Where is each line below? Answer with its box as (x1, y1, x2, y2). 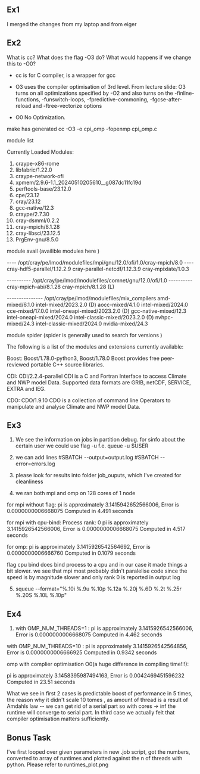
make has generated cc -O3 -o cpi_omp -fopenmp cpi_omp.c (7, 125, 157, 132)
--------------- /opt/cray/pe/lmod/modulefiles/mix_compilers (7, 294, 157, 301)
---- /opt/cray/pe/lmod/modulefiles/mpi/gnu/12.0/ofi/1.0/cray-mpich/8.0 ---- (7, 259, 194, 266)
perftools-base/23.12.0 (15, 185, 71, 192)
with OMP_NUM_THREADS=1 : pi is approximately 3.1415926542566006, (15, 625, 194, 632)
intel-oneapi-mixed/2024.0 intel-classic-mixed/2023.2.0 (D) (7, 313, 154, 321)
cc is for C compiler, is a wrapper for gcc (15, 72, 116, 79)
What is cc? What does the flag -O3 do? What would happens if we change (7, 54, 192, 61)
